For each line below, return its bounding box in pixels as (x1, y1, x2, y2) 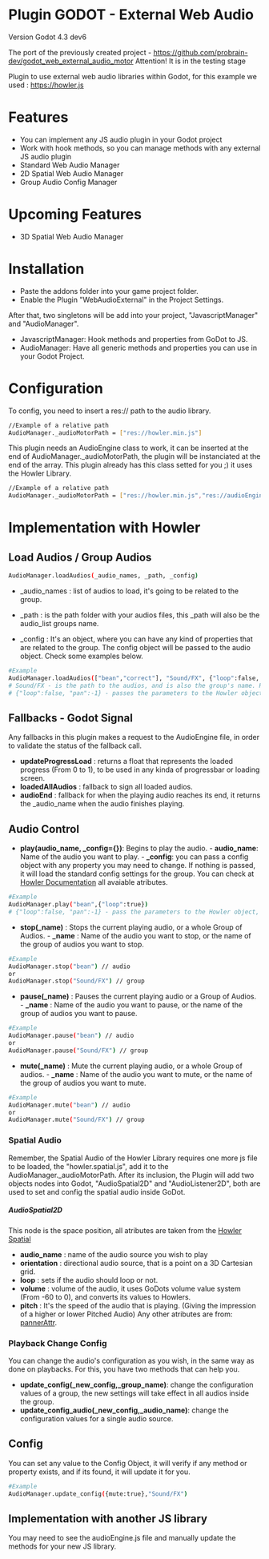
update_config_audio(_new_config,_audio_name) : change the (19, 1405, 230, 1415)
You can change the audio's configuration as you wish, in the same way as (8, 1356, 255, 1365)
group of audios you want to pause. (19, 1009, 138, 1019)
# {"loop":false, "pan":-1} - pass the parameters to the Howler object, (8, 907, 260, 916)
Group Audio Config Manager (19, 177, 118, 187)
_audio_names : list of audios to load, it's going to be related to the (19, 586, 239, 596)
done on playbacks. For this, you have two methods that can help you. (8, 1364, 240, 1374)
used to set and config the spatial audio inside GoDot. (8, 1187, 186, 1196)
